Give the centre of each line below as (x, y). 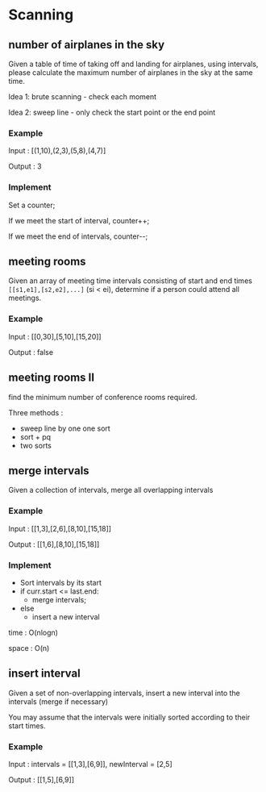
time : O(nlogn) (33, 632)
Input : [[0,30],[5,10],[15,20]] (55, 336)
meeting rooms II (52, 378)
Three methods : (36, 412)
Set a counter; (32, 205)
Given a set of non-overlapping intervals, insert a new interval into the (124, 693)
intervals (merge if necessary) (58, 701)
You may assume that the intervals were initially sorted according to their (129, 717)
